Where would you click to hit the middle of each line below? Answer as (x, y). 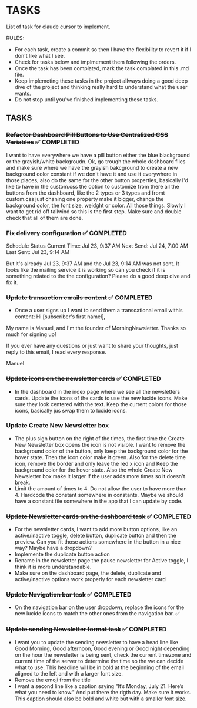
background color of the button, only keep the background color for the (101, 451)
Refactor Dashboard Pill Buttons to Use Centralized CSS (87, 135)
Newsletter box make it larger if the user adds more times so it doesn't (100, 476)
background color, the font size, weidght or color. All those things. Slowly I (96, 205)
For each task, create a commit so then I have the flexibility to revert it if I (103, 49)
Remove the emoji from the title (53, 680)
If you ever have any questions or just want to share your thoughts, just (92, 346)
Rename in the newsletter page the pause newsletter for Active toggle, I (101, 561)
